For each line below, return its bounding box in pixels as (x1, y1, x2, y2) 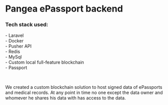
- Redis (5, 48, 20, 55)
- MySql (5, 54, 22, 60)
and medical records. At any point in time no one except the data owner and (5, 89, 163, 96)
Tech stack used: (5, 21, 48, 28)
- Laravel (5, 32, 24, 38)
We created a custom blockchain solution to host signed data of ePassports (5, 84, 162, 90)
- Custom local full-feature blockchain (5, 59, 84, 66)
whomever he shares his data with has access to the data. (5, 95, 126, 101)
